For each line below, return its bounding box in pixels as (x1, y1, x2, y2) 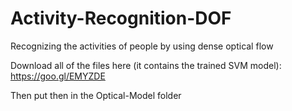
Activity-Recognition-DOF (10, 7, 232, 30)
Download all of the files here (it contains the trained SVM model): (10, 59, 282, 71)
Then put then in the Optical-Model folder (10, 89, 182, 101)
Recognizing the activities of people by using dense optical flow (10, 40, 274, 52)
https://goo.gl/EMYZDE (10, 70, 106, 82)
